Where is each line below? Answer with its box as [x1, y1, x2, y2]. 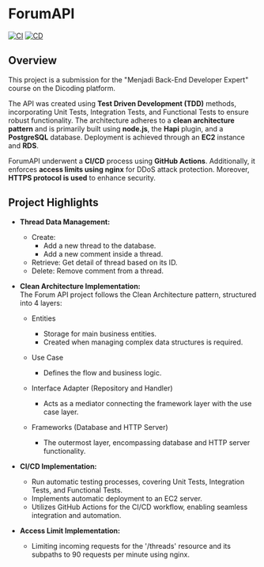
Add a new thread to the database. [43, 241, 157, 250]
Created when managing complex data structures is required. [43, 337, 243, 347]
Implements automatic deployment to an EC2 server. [31, 493, 203, 503]
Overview [8, 54, 58, 67]
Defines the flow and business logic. [43, 367, 162, 377]
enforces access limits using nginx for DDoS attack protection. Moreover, [8, 164, 250, 174]
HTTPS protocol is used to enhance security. [8, 173, 157, 182]
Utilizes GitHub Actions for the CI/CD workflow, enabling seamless [31, 502, 248, 512]
